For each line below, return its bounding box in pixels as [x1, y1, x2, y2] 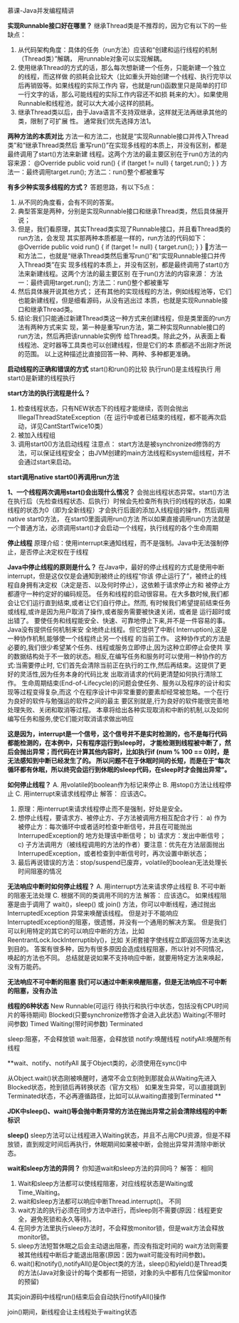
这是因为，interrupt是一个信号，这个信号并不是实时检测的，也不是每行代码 [7, 730, 228, 738]
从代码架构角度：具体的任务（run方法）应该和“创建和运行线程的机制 [17, 46, 218, 54]
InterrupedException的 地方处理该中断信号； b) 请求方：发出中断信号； [17, 831, 226, 840]
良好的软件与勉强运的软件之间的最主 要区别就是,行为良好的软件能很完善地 [13, 696, 229, 705]
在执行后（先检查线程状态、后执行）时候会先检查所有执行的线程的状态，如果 [7, 497, 232, 505]
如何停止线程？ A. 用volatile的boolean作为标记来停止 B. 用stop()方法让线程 [7, 781, 225, 789]
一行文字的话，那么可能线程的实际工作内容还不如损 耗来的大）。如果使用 [17, 90, 229, 98]
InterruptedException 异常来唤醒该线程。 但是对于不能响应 [7, 909, 179, 917]
